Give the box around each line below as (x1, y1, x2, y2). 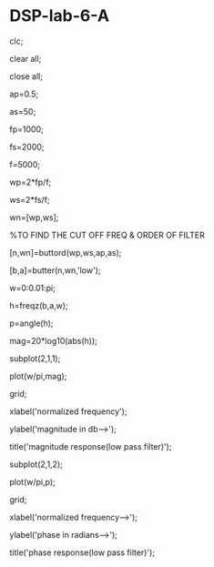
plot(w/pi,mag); (9, 370, 67, 381)
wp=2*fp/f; (9, 177, 52, 187)
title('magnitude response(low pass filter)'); (9, 440, 172, 451)
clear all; (9, 53, 42, 64)
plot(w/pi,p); (9, 476, 56, 487)
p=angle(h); (9, 318, 54, 329)
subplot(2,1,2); (9, 459, 64, 470)
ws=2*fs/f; (9, 194, 50, 205)
